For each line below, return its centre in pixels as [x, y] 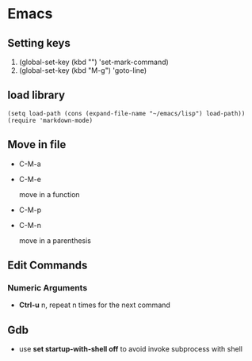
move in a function [49, 194]
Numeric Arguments [48, 287]
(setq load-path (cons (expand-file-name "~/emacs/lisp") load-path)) [126, 113]
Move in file [37, 144]
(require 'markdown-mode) [50, 120]
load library [36, 95]
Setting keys [39, 43]
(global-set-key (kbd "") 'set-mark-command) [94, 62]
